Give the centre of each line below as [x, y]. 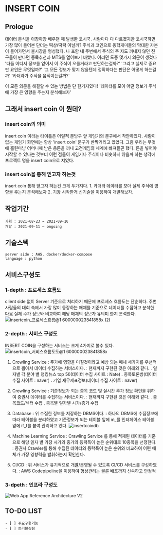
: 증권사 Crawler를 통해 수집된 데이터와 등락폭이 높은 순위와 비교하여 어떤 [81, 448]
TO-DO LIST [24, 511]
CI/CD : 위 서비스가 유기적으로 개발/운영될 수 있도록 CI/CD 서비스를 [76, 465]
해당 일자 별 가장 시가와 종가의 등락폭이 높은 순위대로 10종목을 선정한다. [89, 442]
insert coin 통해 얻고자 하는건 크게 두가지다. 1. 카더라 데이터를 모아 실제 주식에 [79, 186]
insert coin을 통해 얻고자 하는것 [40, 174]
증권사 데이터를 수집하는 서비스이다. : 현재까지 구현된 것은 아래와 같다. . [85, 396]
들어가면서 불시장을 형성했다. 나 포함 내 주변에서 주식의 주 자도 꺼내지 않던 [80, 51]
